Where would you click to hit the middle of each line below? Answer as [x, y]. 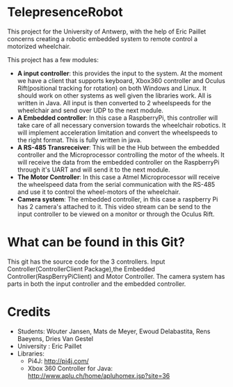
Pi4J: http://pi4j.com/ [58, 361]
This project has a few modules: [53, 59]
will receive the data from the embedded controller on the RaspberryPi [118, 162]
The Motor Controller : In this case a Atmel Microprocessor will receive [119, 177]
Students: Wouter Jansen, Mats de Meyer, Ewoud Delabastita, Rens [114, 331]
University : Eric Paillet [49, 346]
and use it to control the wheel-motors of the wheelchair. [99, 192]
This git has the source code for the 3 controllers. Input [86, 261]
